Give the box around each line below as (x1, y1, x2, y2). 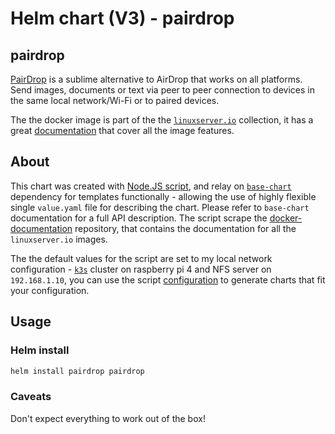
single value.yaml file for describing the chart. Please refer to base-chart (10, 201, 310, 213)
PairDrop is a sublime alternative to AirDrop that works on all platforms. (10, 73, 303, 85)
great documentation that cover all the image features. (10, 125, 235, 136)
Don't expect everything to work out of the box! (10, 412, 206, 424)
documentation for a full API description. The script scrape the (10, 212, 268, 224)
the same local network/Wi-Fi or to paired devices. (10, 95, 220, 106)
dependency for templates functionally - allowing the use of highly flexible (10, 190, 317, 202)
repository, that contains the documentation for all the (74, 222, 297, 234)
